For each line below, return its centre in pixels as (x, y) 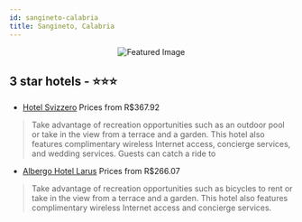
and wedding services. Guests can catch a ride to (124, 153)
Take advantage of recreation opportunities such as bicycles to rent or (162, 189)
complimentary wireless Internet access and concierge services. (151, 208)
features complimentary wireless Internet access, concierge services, (161, 144)
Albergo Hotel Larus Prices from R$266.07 (101, 171)
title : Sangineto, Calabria (62, 26)
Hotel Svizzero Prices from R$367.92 (91, 107)
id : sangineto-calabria (54, 18)
